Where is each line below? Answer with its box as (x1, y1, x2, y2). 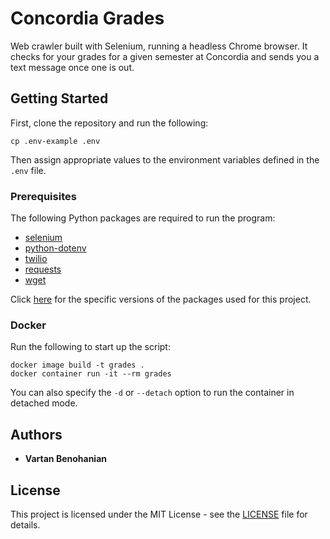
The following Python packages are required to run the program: (10, 212, 276, 224)
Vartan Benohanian (24, 453, 107, 465)
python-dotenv (24, 242, 87, 254)
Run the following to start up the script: (10, 341, 171, 353)
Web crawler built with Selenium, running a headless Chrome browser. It (10, 40, 308, 52)
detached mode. (10, 397, 78, 409)
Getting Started (10, 90, 109, 107)
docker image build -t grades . (10, 360, 145, 371)
